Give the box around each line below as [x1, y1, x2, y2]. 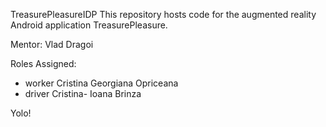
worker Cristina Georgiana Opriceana [24, 77, 179, 89]
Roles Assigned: [10, 58, 77, 69]
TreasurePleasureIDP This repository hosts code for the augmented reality [10, 9, 317, 20]
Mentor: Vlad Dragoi [10, 39, 94, 50]
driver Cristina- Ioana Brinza [24, 88, 142, 99]
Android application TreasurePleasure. [10, 19, 168, 31]
